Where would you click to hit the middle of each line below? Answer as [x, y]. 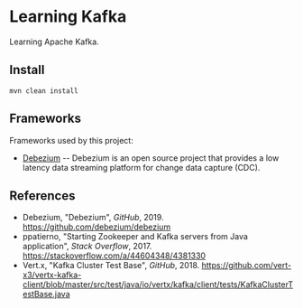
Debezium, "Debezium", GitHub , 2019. [93, 218]
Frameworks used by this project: [71, 140]
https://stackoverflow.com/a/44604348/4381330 [114, 256]
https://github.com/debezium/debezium [96, 227]
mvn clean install [44, 91]
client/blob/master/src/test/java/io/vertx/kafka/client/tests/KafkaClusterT [158, 285]
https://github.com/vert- [246, 266]
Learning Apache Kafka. [54, 42]
